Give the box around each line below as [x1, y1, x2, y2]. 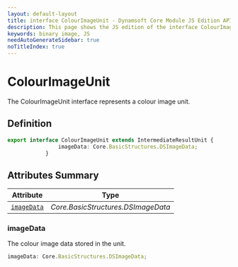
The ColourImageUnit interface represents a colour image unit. [7, 97, 191, 106]
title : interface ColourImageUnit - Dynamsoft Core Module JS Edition [7, 17, 220, 24]
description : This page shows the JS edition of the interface [7, 23, 198, 30]
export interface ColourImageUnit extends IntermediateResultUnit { [7, 136, 214, 144]
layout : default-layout [7, 10, 78, 18]
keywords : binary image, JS [7, 30, 91, 38]
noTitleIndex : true [7, 43, 65, 50]
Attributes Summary [7, 169, 99, 181]
